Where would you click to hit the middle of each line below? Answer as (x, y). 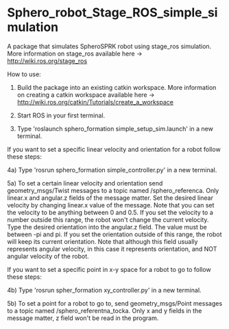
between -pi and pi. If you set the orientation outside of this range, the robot (114, 234)
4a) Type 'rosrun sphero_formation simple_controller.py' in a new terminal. (112, 170)
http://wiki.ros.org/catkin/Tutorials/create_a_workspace (95, 102)
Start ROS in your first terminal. (61, 115)
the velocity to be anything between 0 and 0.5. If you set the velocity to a (110, 212)
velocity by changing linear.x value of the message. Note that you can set (111, 205)
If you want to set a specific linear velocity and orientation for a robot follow (114, 149)
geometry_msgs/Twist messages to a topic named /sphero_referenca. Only (113, 190)
